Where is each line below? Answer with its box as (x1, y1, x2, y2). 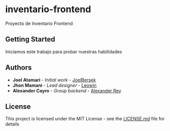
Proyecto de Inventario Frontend (5, 20, 73, 26)
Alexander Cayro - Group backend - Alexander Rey (12, 87, 121, 93)
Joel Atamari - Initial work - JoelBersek (12, 77, 96, 83)
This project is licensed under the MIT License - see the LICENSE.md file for (5, 116, 165, 122)
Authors (5, 63, 32, 72)
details (5, 121, 19, 127)
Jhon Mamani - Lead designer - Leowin (12, 82, 97, 88)
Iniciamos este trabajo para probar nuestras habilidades (5, 48, 122, 54)
